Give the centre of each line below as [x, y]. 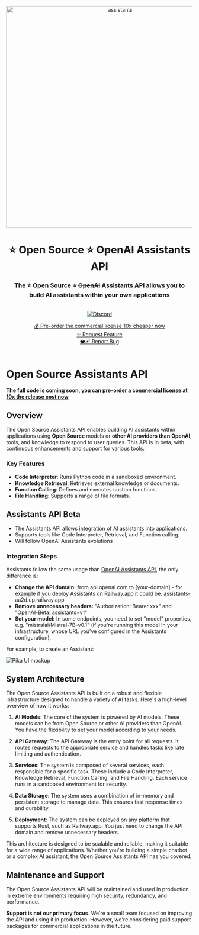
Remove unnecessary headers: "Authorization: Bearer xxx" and [93, 606]
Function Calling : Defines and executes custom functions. [86, 489]
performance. [23, 902]
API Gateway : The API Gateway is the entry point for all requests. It [97, 741]
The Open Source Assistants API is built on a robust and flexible [84, 693]
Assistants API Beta [44, 514]
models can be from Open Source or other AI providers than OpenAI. [99, 724]
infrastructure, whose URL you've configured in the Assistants [91, 631]
